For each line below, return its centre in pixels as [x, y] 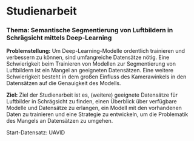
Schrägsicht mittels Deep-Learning [59, 38]
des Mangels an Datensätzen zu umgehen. [60, 121]
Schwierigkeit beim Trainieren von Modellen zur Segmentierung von [91, 64]
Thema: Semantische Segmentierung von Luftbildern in [90, 30]
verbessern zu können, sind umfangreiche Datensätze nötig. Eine [88, 57]
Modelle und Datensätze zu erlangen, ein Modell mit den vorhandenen [94, 108]
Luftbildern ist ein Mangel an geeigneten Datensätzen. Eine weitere [90, 70]
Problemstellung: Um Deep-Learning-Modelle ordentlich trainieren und [96, 51]
